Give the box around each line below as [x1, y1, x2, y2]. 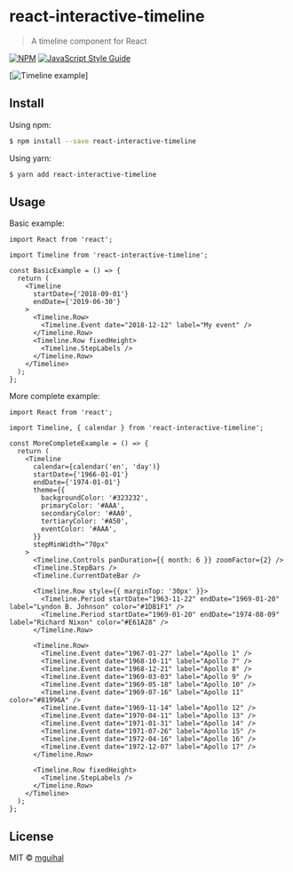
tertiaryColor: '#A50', [41, 517, 129, 526]
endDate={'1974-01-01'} [32, 478, 122, 487]
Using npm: [9, 119, 51, 130]
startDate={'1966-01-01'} [32, 470, 129, 479]
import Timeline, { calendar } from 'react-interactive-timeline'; [9, 424, 265, 433]
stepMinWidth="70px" [32, 540, 109, 549]
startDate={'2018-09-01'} [32, 290, 129, 299]
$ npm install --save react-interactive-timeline [9, 136, 197, 146]
